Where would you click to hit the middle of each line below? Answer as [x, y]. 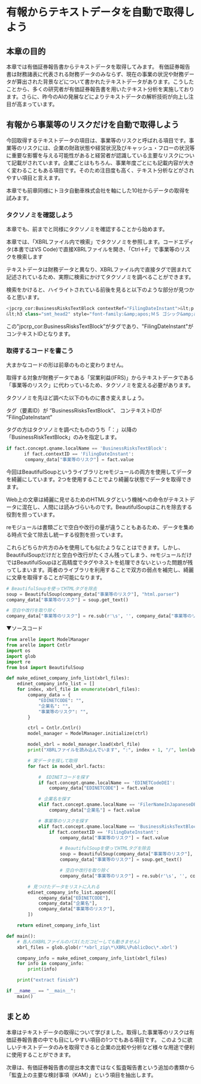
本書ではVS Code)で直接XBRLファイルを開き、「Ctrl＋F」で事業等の [97, 250]
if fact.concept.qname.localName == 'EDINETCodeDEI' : [106, 783]
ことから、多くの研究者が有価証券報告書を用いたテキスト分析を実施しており [100, 89]
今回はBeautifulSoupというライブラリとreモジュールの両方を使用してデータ [99, 472]
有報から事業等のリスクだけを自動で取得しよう [93, 125]
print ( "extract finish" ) [48, 980]
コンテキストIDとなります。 [40, 333]
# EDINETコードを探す [64, 777]
